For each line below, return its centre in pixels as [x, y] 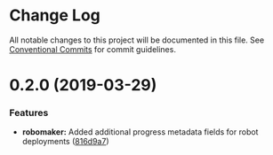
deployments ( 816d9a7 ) [65, 142]
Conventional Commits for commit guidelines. [92, 49]
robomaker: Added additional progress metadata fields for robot [140, 132]
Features [29, 113]
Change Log [55, 15]
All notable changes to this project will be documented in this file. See [137, 40]
